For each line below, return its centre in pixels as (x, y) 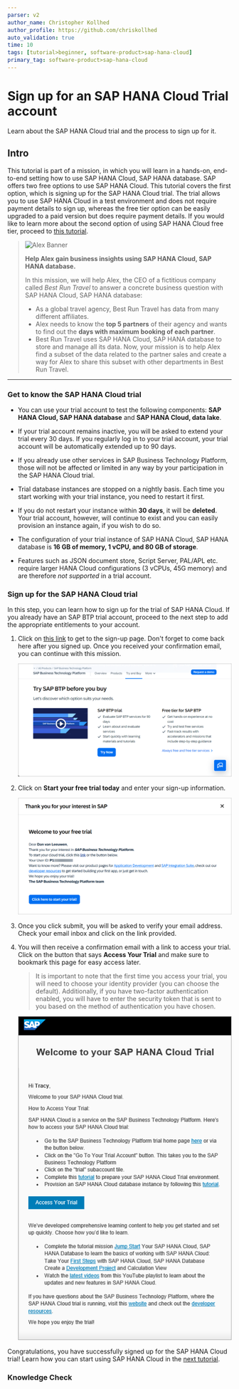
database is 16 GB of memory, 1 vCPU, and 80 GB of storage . (108, 546)
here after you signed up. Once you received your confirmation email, (119, 646)
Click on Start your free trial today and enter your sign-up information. (122, 788)
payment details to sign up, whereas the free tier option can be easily (109, 208)
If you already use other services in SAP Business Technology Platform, (123, 460)
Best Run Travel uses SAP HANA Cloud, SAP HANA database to (128, 339)
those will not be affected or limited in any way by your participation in (121, 468)
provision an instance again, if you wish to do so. (89, 525)
